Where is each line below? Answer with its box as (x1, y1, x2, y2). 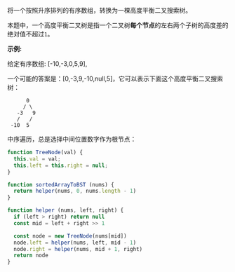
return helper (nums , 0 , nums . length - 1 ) (13, 188, 137, 195)
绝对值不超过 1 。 (7, 30, 54, 38)
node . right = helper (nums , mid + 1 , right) (13, 245, 142, 252)
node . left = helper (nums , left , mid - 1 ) (13, 239, 137, 246)
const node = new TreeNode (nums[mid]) (13, 232, 128, 240)
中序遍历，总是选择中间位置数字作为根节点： (7, 135, 137, 143)
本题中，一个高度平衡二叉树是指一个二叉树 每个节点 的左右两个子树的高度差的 (7, 21, 229, 29)
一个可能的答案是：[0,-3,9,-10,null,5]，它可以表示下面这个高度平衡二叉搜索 (7, 74, 223, 83)
